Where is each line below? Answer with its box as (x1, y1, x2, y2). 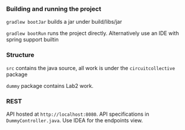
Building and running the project (6, 5, 102, 13)
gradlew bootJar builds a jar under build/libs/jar (6, 18, 123, 26)
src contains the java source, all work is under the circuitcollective (6, 64, 175, 71)
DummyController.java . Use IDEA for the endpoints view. (6, 116, 143, 123)
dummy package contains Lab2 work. (6, 82, 94, 89)
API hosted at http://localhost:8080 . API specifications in (6, 110, 150, 118)
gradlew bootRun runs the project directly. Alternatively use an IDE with (6, 30, 180, 37)
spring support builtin (6, 36, 59, 43)
